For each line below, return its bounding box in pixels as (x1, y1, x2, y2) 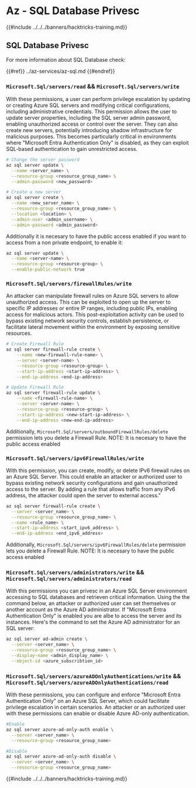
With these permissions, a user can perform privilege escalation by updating (6, 96, 191, 103)
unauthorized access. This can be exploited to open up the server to (6, 298, 171, 306)
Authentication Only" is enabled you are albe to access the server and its (6, 612, 182, 619)
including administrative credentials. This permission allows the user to (6, 108, 177, 115)
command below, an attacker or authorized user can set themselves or (6, 600, 177, 607)
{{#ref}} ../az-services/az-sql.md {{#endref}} (6, 68, 115, 75)
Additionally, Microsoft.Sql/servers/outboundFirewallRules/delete (6, 427, 169, 435)
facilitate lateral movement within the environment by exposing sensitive (6, 324, 180, 331)
